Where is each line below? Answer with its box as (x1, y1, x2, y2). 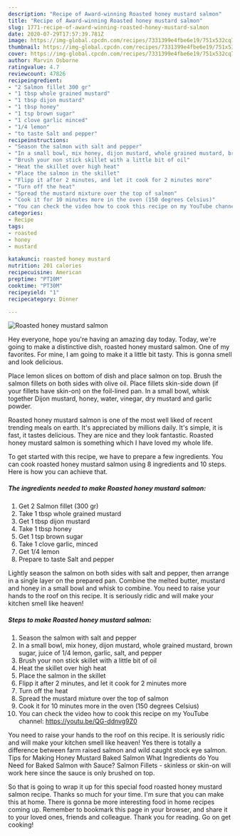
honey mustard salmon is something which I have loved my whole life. (8, 438, 213, 447)
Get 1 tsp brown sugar (18, 533, 83, 541)
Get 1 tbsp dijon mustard (18, 517, 90, 525)
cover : (8, 51, 28, 58)
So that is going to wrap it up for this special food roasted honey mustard (8, 782, 223, 791)
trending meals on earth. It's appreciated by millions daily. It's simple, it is (8, 423, 224, 432)
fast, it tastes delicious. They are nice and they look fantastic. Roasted (8, 431, 214, 440)
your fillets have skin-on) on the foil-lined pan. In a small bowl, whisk (8, 387, 209, 396)
